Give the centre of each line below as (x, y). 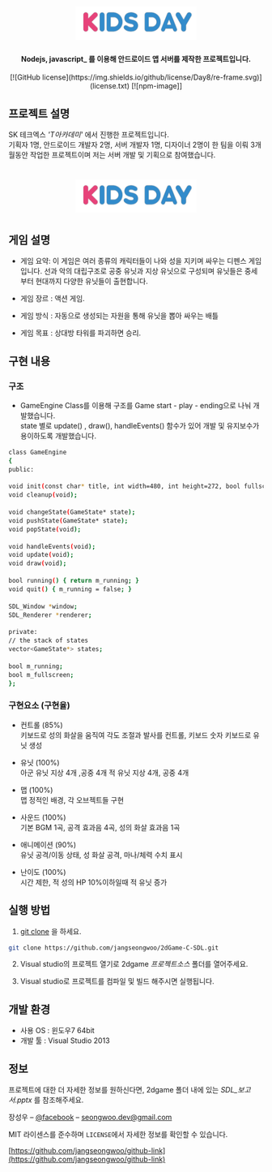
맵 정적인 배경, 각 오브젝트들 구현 (72, 799)
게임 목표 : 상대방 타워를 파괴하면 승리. (81, 333)
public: (21, 469)
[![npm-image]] (157, 86)
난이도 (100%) (43, 872)
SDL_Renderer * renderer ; (50, 615)
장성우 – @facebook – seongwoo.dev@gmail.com (90, 1117)
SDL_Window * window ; (43, 606)
